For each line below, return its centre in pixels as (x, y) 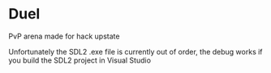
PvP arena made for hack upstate (64, 36)
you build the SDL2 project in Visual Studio (80, 60)
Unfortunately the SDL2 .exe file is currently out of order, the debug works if (135, 51)
